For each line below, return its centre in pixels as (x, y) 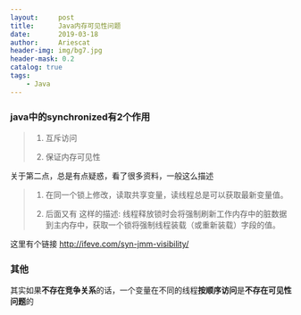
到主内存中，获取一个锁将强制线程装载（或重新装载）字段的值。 (163, 225)
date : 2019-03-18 (54, 34)
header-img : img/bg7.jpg (56, 51)
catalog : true (37, 68)
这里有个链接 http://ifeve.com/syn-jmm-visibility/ (100, 244)
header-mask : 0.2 (42, 59)
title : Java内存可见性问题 (66, 26)
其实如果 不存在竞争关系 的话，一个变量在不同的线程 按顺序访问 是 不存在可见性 (151, 290)
